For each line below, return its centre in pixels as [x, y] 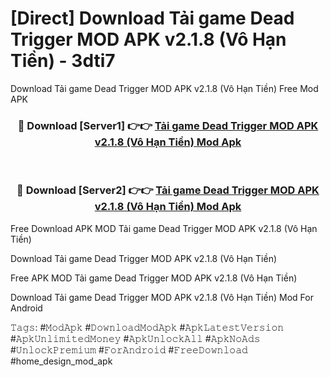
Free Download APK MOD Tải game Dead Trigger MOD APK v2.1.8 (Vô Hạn [164, 228]
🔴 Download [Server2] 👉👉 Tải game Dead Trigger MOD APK [168, 190]
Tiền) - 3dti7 [63, 61]
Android [26, 308]
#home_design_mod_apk [61, 361]
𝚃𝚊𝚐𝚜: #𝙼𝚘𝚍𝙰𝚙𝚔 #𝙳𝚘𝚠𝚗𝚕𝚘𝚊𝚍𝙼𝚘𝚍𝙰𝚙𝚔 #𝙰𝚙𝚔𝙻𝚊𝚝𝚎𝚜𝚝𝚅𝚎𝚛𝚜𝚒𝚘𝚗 [147, 327]
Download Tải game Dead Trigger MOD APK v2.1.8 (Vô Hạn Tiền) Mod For [162, 297]
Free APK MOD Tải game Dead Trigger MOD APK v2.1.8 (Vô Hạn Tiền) [154, 278]
